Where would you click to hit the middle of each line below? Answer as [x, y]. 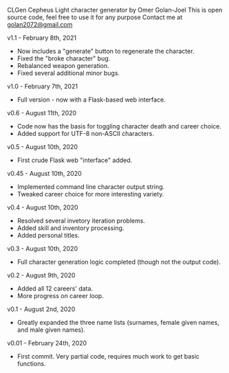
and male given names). [51, 330]
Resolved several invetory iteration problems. [81, 221]
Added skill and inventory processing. [70, 228]
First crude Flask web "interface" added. [75, 160]
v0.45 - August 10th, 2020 [45, 173]
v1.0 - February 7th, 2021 [42, 86]
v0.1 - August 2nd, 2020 [41, 309]
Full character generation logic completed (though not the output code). [119, 262]
